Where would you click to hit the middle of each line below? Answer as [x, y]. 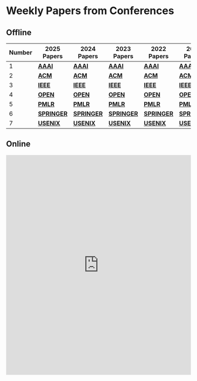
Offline [19, 33]
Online [18, 144]
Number [21, 52]
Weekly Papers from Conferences [90, 11]
